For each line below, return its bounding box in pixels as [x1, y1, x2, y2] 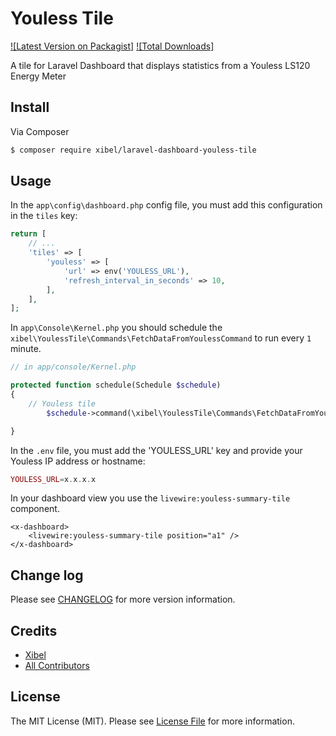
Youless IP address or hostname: [10, 455, 146, 467]
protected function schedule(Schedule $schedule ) [10, 380, 222, 391]
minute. [10, 343, 42, 355]
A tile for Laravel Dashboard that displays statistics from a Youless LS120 [10, 59, 311, 71]
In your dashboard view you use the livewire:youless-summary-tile [10, 492, 291, 504]
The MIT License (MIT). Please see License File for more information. [10, 715, 295, 727]
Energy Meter [10, 70, 67, 82]
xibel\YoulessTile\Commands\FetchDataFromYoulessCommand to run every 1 [10, 332, 312, 344]
